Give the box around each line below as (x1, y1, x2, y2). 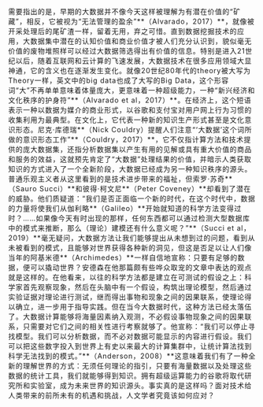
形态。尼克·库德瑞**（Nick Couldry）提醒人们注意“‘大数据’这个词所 (15, 125, 253, 134)
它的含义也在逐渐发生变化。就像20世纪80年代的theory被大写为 (30, 66, 251, 75)
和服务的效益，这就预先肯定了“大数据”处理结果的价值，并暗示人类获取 (8, 154, 252, 164)
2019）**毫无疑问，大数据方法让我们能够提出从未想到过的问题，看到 (8, 233, 248, 242)
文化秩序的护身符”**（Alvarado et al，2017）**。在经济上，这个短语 (8, 95, 252, 105)
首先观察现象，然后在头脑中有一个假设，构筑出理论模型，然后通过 (22, 283, 252, 291)
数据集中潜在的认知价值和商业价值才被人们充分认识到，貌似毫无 (30, 36, 252, 46)
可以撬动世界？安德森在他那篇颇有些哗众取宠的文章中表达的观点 (30, 263, 252, 272)
